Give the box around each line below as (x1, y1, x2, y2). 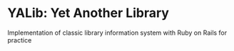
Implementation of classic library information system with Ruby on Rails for (7, 28, 228, 37)
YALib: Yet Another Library (7, 5, 170, 21)
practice (7, 35, 32, 44)
